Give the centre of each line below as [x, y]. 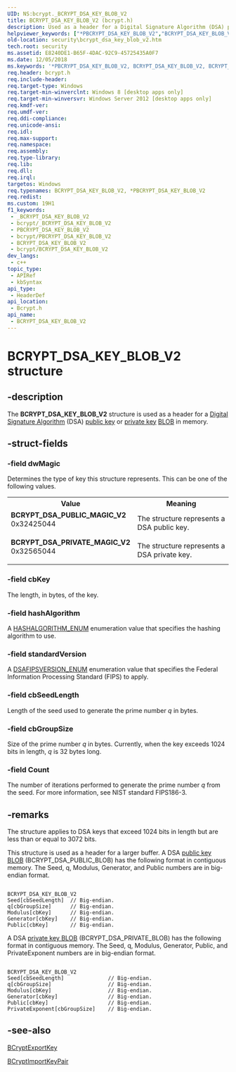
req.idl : [20, 132]
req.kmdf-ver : [28, 106]
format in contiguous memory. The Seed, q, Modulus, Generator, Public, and [118, 946]
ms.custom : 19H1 [31, 204]
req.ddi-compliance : [38, 118]
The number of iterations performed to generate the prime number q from [114, 785]
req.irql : [22, 177]
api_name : [22, 315]
